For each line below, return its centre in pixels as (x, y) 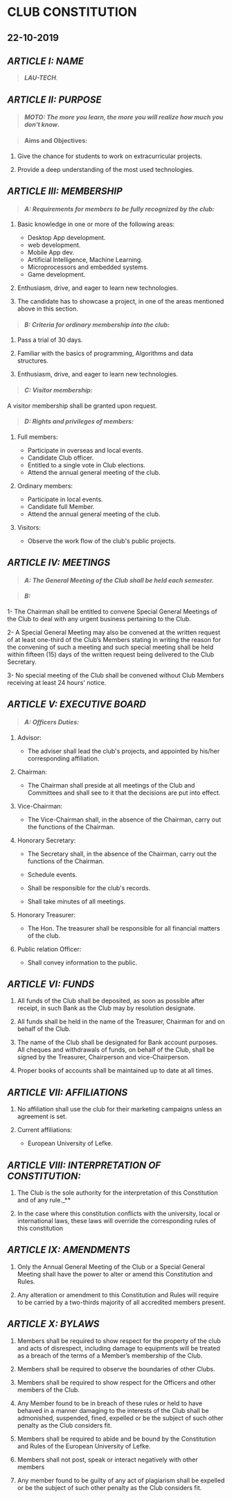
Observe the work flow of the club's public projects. (101, 541)
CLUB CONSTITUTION (72, 12)
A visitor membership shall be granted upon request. (82, 406)
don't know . (42, 125)
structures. (33, 361)
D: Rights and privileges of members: (79, 422)
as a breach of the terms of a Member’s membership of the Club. (110, 1355)
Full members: (37, 437)
